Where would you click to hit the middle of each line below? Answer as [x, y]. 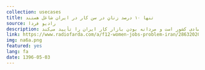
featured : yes [24, 46]
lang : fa [17, 52]
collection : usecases [34, 12]
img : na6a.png [24, 40]
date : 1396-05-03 [28, 57]
